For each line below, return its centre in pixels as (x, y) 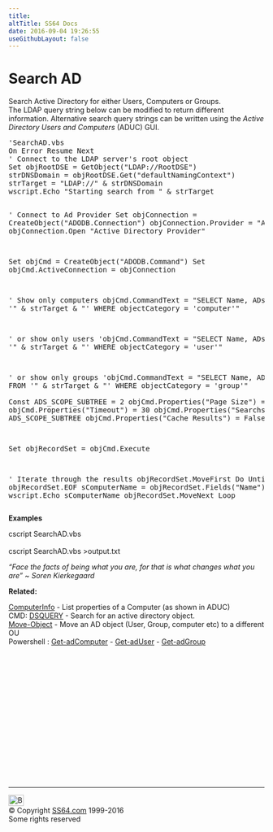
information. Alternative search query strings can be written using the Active (136, 119)
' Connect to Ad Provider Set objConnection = (103, 215)
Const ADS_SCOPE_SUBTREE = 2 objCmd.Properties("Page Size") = (137, 402)
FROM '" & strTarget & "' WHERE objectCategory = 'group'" (129, 386)
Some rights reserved (45, 819)
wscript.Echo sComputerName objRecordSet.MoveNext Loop (122, 496)
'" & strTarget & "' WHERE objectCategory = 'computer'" (124, 309)
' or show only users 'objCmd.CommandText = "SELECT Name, (129, 339)
